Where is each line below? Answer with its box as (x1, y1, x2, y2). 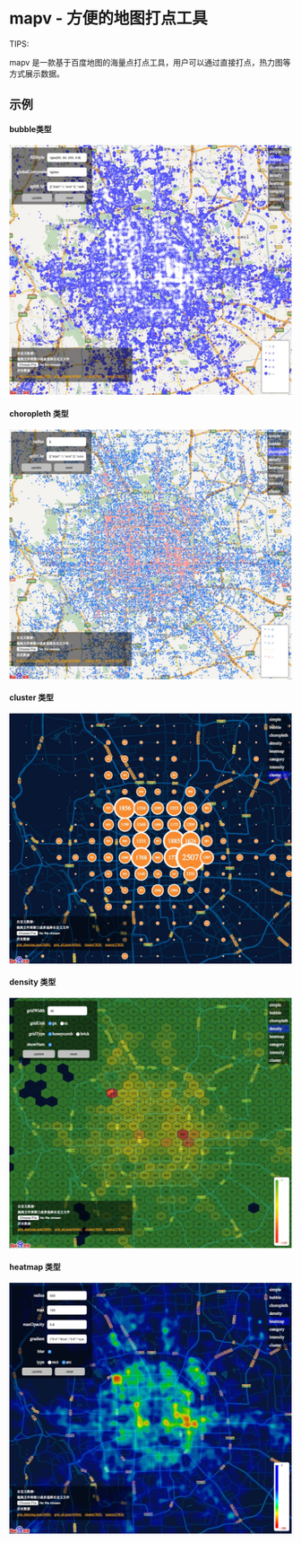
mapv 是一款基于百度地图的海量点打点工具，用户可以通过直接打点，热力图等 (9, 57, 291, 67)
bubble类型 (9, 123, 52, 135)
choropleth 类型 (9, 408, 69, 419)
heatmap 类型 (9, 1261, 61, 1272)
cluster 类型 (9, 692, 54, 703)
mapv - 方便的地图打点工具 (9, 8, 209, 29)
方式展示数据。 (9, 68, 64, 79)
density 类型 (9, 977, 56, 987)
